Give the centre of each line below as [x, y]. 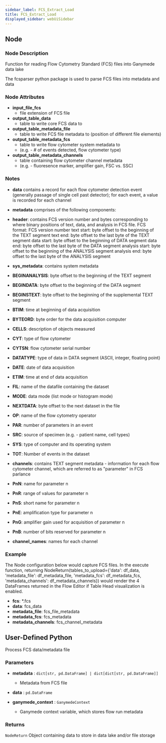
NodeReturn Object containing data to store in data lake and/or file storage [80, 736]
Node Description [27, 53]
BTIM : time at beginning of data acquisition [56, 309]
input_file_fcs [27, 108]
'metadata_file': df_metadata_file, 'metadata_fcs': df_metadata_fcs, [73, 575]
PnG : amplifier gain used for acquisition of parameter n [68, 522]
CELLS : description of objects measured [54, 329]
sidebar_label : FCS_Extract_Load [40, 10]
